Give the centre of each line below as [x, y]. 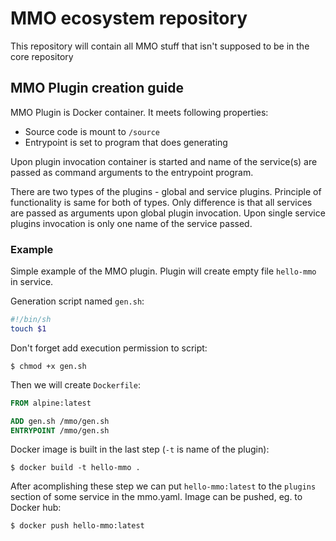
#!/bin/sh [31, 320]
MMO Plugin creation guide [97, 88]
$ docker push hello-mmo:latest [77, 526]
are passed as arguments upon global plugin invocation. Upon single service [168, 213]
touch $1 [28, 328]
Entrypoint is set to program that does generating [126, 142]
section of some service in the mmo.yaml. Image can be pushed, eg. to [156, 497]
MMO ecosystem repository [129, 18]
